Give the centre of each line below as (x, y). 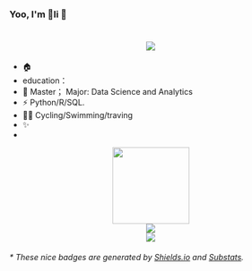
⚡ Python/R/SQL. (53, 102)
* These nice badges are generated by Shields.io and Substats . (126, 258)
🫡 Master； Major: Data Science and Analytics (107, 91)
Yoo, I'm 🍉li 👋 (38, 14)
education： (45, 80)
